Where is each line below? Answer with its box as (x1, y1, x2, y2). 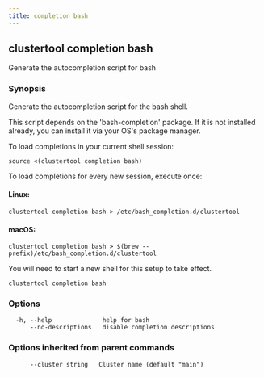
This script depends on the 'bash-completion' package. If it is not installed (8, 117, 256, 127)
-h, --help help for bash (15, 316, 150, 325)
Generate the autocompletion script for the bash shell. (8, 102, 188, 111)
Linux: (8, 190, 30, 199)
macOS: (8, 224, 36, 234)
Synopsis (8, 83, 46, 94)
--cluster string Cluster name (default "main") (29, 360, 204, 368)
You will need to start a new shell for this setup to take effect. (8, 264, 212, 274)
